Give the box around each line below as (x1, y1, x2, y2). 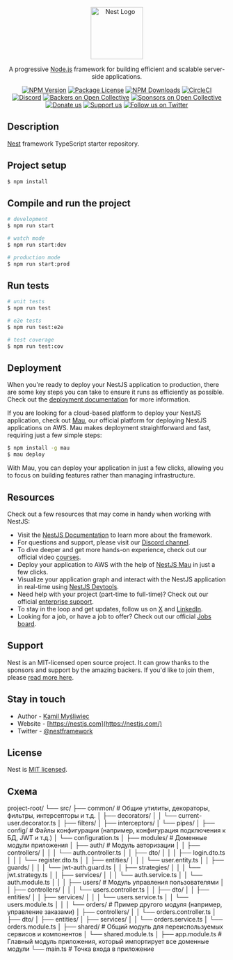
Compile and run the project (7, 197, 131, 209)
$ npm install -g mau (7, 445, 70, 452)
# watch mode (7, 235, 45, 242)
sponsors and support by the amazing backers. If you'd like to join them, (7, 666, 214, 674)
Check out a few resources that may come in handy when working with (7, 510, 211, 518)
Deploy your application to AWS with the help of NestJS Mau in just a (17, 561, 216, 568)
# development (7, 216, 49, 223)
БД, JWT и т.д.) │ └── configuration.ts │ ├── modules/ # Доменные (7, 834, 207, 842)
